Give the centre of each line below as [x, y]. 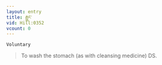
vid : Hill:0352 [25, 23]
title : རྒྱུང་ [19, 17]
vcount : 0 [19, 28]
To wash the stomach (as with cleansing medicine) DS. [89, 56]
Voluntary [19, 45]
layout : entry [24, 12]
